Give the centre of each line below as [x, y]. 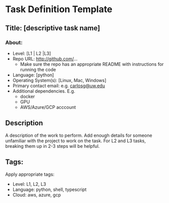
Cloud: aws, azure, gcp [37, 195]
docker [28, 96]
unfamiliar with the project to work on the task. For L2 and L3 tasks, [76, 141]
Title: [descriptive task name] [53, 28]
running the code [38, 69]
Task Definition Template [59, 9]
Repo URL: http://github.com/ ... [45, 59]
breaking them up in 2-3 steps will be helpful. [53, 146]
